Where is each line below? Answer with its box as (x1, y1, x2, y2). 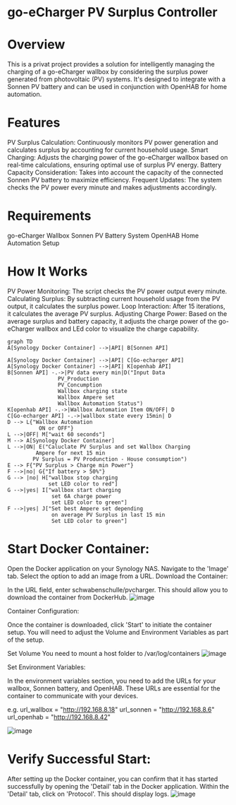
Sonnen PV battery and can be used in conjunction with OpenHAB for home (7, 83, 228, 91)
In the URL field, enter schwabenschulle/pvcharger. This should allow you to (7, 585, 228, 594)
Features (7, 114, 61, 131)
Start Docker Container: (7, 541, 150, 557)
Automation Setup (7, 239, 60, 247)
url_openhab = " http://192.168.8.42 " (7, 712, 111, 721)
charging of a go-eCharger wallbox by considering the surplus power (7, 68, 209, 76)
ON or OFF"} (38, 425, 74, 432)
